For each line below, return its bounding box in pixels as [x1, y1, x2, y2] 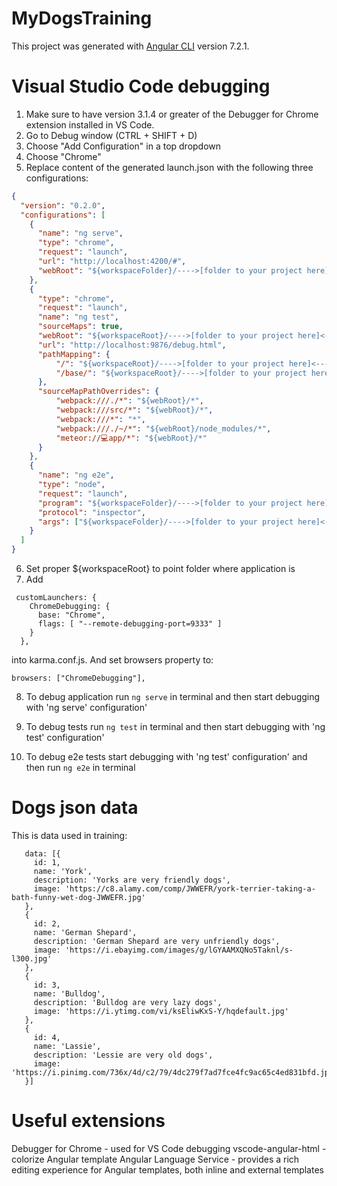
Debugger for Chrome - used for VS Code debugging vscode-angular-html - [11, 1142, 327, 1154]
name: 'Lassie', [33, 1041, 102, 1051]
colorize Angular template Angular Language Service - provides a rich [11, 1153, 300, 1165]
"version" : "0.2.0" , [20, 200, 106, 211]
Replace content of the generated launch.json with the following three [25, 161, 314, 173]
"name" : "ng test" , [37, 312, 119, 322]
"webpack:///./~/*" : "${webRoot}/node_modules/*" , [55, 423, 272, 434]
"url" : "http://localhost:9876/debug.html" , [37, 340, 227, 350]
